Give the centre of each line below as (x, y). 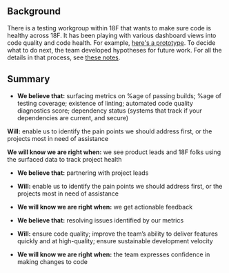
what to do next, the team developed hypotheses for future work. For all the (114, 50)
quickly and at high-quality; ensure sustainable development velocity (115, 241)
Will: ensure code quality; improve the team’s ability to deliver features (118, 234)
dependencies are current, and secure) (73, 117)
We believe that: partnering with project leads (83, 173)
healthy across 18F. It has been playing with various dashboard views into (112, 35)
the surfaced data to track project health (64, 159)
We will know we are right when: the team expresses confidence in (113, 254)
